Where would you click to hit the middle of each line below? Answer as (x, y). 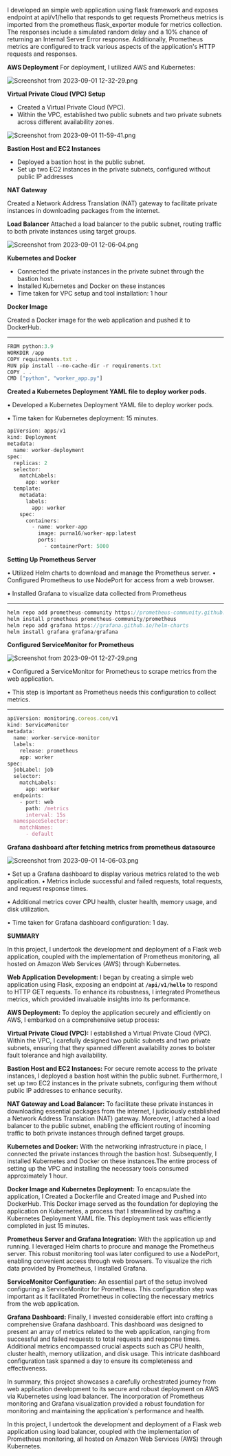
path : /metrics (47, 808)
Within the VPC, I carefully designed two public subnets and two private (109, 1040)
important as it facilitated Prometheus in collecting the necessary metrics (111, 1296)
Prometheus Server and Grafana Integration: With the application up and (112, 1239)
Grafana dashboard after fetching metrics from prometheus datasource (111, 847)
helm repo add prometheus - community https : (70, 613)
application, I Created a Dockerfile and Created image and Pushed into (107, 1196)
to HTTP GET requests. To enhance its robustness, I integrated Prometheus (114, 992)
